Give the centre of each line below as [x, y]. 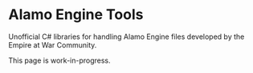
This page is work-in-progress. [59, 60]
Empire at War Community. [53, 44]
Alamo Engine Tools [76, 15]
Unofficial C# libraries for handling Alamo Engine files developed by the [126, 36]
